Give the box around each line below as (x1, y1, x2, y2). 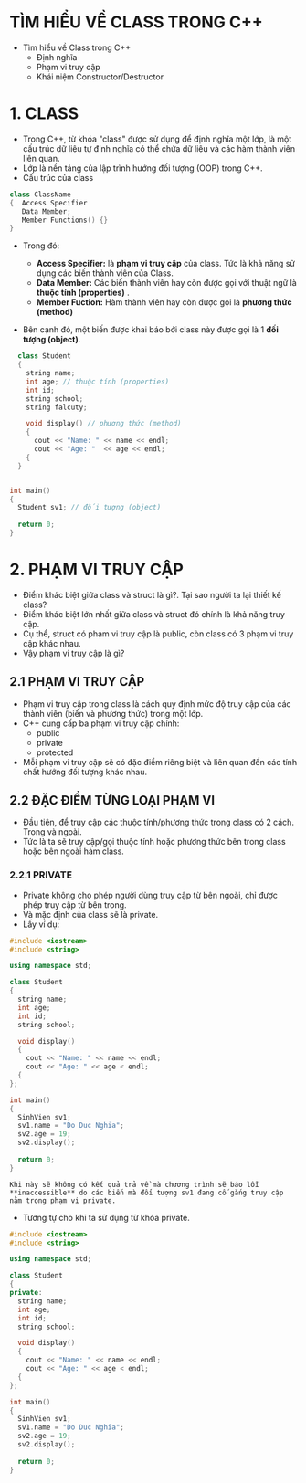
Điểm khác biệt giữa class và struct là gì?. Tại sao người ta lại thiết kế (22, 589, 281, 600)
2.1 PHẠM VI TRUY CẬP (9, 674, 145, 689)
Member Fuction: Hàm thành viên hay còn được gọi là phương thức (36, 297, 292, 308)
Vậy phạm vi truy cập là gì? (22, 647, 125, 658)
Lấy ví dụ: (22, 919, 60, 930)
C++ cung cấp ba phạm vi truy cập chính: (22, 718, 180, 729)
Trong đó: (22, 240, 60, 251)
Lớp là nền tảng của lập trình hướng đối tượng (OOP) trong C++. (22, 163, 263, 174)
